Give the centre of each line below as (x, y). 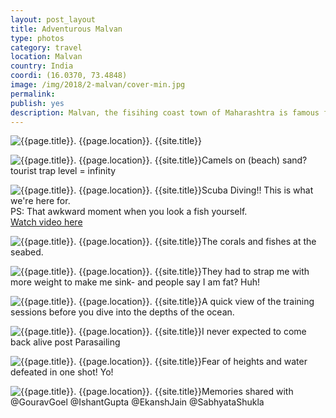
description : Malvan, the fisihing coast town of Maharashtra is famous (165, 112)
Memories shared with (247, 392)
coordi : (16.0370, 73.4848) (69, 76)
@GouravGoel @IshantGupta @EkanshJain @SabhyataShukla (137, 402)
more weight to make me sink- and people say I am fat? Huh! (135, 282)
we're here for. (40, 201)
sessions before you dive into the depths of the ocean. (122, 312)
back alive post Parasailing (65, 342)
